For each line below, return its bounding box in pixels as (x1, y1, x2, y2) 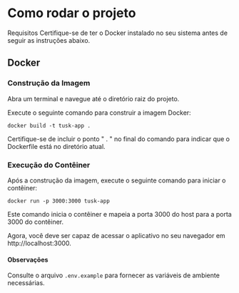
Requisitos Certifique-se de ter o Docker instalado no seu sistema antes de (7, 29, 228, 37)
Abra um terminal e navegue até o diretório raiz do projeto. (7, 94, 180, 103)
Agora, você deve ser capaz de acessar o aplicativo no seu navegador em (7, 231, 226, 240)
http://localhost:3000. (7, 239, 71, 247)
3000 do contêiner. (7, 217, 64, 226)
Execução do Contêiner (7, 160, 91, 170)
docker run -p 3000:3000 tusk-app (7, 197, 111, 205)
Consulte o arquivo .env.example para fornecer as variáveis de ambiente (7, 271, 220, 279)
